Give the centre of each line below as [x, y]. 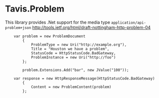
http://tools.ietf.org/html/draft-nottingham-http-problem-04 [92, 27]
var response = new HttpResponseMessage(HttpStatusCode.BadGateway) [84, 78]
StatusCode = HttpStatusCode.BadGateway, [73, 53]
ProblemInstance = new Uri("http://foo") [73, 57]
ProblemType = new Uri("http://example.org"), [79, 44]
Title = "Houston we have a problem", [70, 49]
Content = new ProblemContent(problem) [71, 87]
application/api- [129, 23]
